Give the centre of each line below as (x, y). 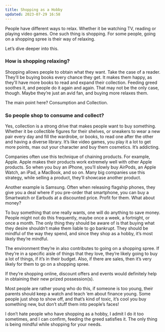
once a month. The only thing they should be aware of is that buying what (80, 223)
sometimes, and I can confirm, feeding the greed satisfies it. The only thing (81, 319)
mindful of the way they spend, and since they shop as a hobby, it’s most (79, 234)
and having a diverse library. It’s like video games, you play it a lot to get (78, 142)
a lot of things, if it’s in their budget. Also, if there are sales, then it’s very (78, 259)
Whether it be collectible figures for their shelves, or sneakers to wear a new (83, 131)
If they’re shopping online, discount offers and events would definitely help (81, 274)
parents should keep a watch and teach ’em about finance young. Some (78, 294)
